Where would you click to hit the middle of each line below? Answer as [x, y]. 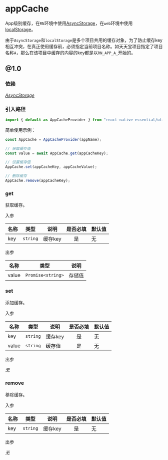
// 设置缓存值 [18, 162]
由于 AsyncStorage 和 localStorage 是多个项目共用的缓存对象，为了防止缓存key [84, 40]
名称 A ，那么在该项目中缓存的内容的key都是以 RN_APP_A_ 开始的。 [70, 53]
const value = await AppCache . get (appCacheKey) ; [57, 153]
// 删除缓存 [16, 176]
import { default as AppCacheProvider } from [53, 120]
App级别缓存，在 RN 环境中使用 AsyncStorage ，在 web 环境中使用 [69, 23]
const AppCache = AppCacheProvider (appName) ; [53, 139]
